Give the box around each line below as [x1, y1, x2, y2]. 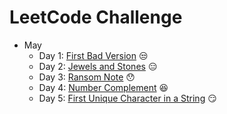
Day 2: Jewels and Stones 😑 [38, 60, 158, 72]
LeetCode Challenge [9, 6, 183, 29]
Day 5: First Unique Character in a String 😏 [38, 92, 217, 104]
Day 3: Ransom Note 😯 [38, 71, 136, 83]
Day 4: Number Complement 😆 [38, 81, 169, 93]
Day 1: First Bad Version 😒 [38, 49, 149, 61]
